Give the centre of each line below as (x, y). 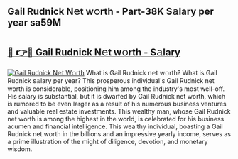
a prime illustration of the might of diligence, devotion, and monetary (108, 142)
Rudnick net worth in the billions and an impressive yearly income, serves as (119, 134)
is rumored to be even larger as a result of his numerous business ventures (117, 104)
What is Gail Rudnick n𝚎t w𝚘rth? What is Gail (152, 73)
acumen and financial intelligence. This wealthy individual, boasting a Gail (115, 126)
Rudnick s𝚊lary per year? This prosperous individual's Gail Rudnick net (111, 81)
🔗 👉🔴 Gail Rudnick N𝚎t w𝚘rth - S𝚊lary (94, 52)
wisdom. (20, 149)
